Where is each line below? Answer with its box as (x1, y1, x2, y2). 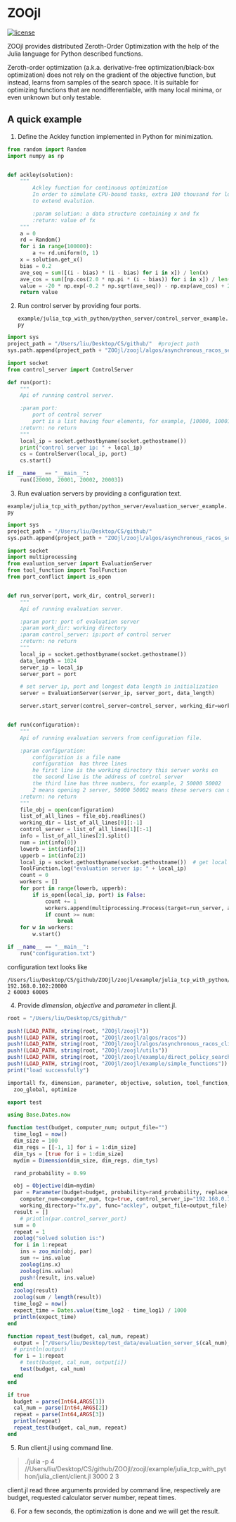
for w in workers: (20, 924, 74, 931)
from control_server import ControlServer (7, 366, 133, 373)
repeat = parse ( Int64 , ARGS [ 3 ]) (13, 1411, 105, 1418)
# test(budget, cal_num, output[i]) (20, 1359, 128, 1366)
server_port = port (20, 670, 77, 677)
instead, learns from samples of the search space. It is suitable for (7, 78, 199, 86)
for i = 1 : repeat (13, 1352, 65, 1360)
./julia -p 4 (24, 1457, 55, 1466)
